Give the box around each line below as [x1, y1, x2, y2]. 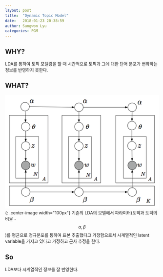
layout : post [5, 8, 32, 13]
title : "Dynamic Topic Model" [5, 13, 69, 18]
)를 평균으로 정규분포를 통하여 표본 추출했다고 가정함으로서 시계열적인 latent [5, 232, 150, 238]
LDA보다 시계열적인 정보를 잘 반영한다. [5, 267, 79, 273]
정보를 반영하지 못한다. [5, 67, 48, 73]
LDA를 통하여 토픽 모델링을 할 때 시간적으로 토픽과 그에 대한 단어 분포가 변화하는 [5, 61, 158, 67]
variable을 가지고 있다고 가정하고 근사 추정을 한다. [5, 238, 101, 244]
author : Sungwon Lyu [5, 23, 47, 28]
